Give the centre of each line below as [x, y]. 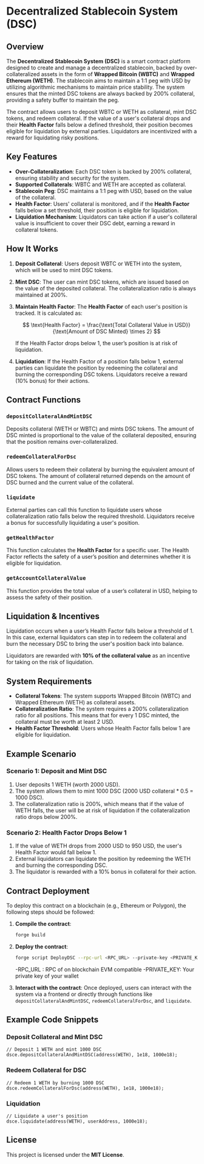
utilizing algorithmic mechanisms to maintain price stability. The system [96, 87]
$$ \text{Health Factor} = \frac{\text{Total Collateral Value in [98, 324]
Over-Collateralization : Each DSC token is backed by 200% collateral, [104, 171]
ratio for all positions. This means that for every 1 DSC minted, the [97, 715]
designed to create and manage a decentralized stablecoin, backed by [94, 68]
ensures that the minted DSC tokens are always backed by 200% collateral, [101, 93]
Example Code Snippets [53, 1020]
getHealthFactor [30, 538]
